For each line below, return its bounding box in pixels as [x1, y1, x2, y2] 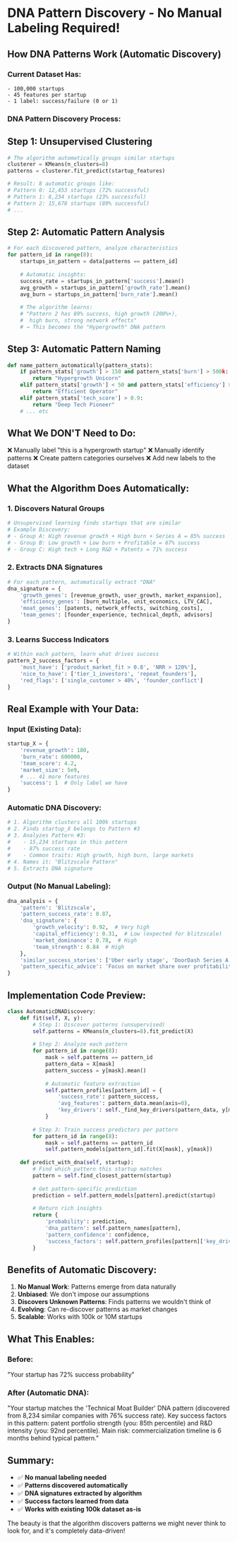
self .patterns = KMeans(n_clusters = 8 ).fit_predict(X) [32, 1027, 194, 1035]
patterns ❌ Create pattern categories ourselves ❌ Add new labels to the [7, 454, 217, 462]
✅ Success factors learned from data [17, 1497, 129, 1505]
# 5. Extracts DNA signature [7, 865, 93, 872]
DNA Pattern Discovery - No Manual [7, 5, 222, 21]
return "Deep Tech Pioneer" [32, 401, 115, 408]
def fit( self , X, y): [20, 1015, 83, 1022]
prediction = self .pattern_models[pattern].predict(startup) [32, 1192, 217, 1199]
